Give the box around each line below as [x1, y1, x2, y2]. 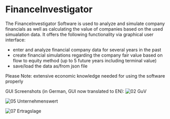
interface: [5, 37, 26, 43]
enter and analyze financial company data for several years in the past [12, 46, 161, 53]
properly [5, 78, 24, 84]
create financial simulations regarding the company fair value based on [12, 52, 163, 58]
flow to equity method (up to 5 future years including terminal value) [12, 57, 157, 63]
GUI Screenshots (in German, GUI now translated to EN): [5, 88, 124, 94]
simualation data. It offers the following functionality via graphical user [5, 31, 154, 37]
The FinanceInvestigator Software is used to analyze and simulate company [5, 20, 165, 27]
